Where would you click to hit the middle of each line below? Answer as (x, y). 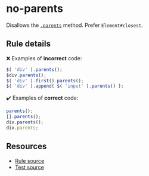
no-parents (35, 9)
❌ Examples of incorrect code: (44, 58)
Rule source (30, 160)
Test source (30, 167)
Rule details (28, 44)
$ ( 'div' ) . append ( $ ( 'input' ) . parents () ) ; (65, 86)
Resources (27, 146)
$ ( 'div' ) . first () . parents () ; (45, 81)
